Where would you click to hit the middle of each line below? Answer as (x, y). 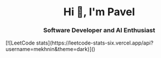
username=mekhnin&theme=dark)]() (50, 49)
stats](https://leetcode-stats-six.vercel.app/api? (95, 43)
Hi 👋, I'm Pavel (99, 12)
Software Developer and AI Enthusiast (99, 30)
